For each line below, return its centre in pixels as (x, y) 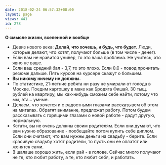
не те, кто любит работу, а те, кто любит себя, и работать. (74, 157)
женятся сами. (28, 147)
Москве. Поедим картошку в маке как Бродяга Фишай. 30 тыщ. (80, 89)
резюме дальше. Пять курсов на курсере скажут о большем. (77, 73)
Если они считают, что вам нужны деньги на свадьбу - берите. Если (84, 136)
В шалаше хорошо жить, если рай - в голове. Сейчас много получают (86, 152)
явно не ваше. (27, 63)
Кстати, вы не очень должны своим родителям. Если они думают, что (86, 126)
